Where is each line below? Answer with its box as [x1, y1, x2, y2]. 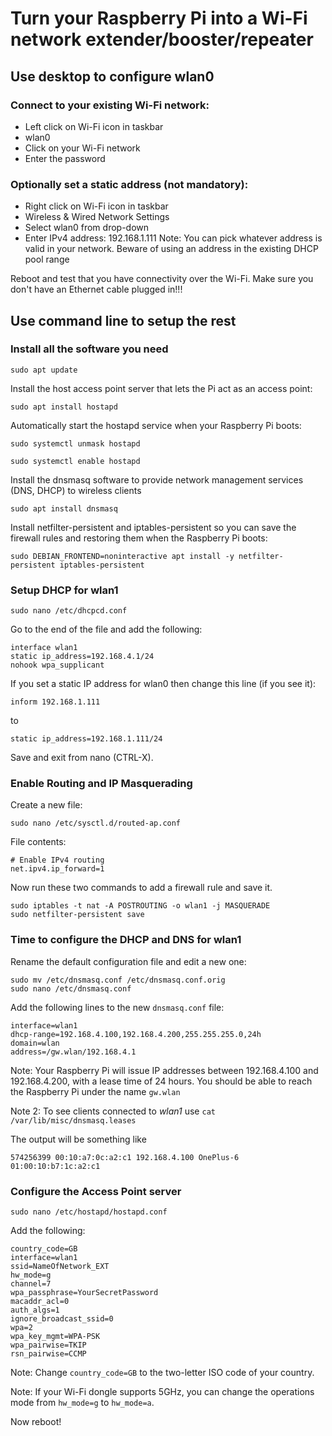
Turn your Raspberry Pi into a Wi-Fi [10, 7, 308, 30]
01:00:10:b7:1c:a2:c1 [10, 1161, 101, 1171]
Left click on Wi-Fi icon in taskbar [24, 120, 164, 132]
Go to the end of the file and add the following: [10, 623, 203, 636]
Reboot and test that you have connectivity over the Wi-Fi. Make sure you [10, 273, 314, 285]
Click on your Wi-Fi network [24, 142, 141, 154]
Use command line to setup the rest [10, 312, 237, 329]
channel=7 [10, 1279, 52, 1289]
